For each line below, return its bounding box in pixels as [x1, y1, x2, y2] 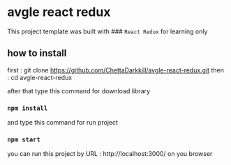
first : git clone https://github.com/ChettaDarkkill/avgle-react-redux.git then [7, 65, 225, 74]
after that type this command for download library [7, 86, 151, 95]
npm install [7, 104, 48, 112]
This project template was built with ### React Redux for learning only [7, 27, 208, 36]
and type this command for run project [7, 118, 119, 127]
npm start [7, 135, 40, 143]
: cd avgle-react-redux [7, 73, 72, 81]
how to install [7, 47, 67, 59]
